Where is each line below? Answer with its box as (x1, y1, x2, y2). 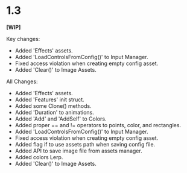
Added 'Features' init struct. (14, 96, 84, 103)
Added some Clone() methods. (14, 102, 92, 109)
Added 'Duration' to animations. (14, 109, 95, 116)
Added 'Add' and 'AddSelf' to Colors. (14, 115, 107, 122)
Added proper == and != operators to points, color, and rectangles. (14, 121, 182, 128)
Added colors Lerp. (14, 153, 63, 160)
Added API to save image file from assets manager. (14, 147, 143, 154)
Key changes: (6, 35, 40, 42)
